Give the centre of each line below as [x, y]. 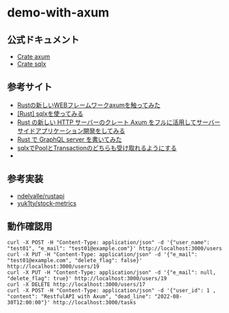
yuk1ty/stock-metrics [47, 203]
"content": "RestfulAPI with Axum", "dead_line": [80, 297]
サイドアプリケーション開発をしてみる [71, 130]
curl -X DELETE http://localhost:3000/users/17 [76, 285]
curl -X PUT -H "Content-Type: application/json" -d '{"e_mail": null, [111, 273]
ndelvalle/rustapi [41, 196]
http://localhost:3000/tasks [95, 303]
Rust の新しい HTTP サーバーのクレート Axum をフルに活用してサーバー [119, 122]
